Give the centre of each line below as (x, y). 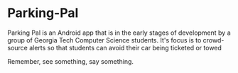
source (18, 47)
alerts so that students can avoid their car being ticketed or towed (126, 47)
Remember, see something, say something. (70, 61)
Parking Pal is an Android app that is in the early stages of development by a (119, 33)
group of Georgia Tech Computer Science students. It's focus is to (104, 40)
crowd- (213, 40)
